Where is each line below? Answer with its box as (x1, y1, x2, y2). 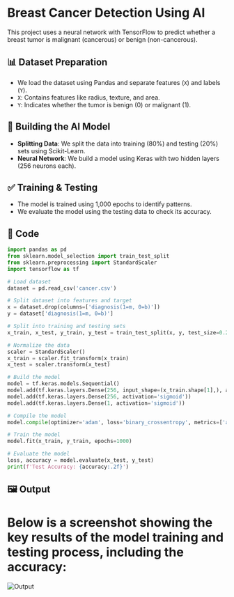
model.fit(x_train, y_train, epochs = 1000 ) (7, 437, 132, 445)
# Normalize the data (7, 341, 70, 349)
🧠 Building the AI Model (7, 121, 111, 133)
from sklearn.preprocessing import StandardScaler (7, 259, 157, 266)
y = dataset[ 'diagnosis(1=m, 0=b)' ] (7, 310, 114, 318)
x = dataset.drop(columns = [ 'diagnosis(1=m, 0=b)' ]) (7, 304, 160, 311)
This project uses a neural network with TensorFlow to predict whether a (7, 28, 216, 36)
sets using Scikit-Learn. (17, 146, 86, 155)
